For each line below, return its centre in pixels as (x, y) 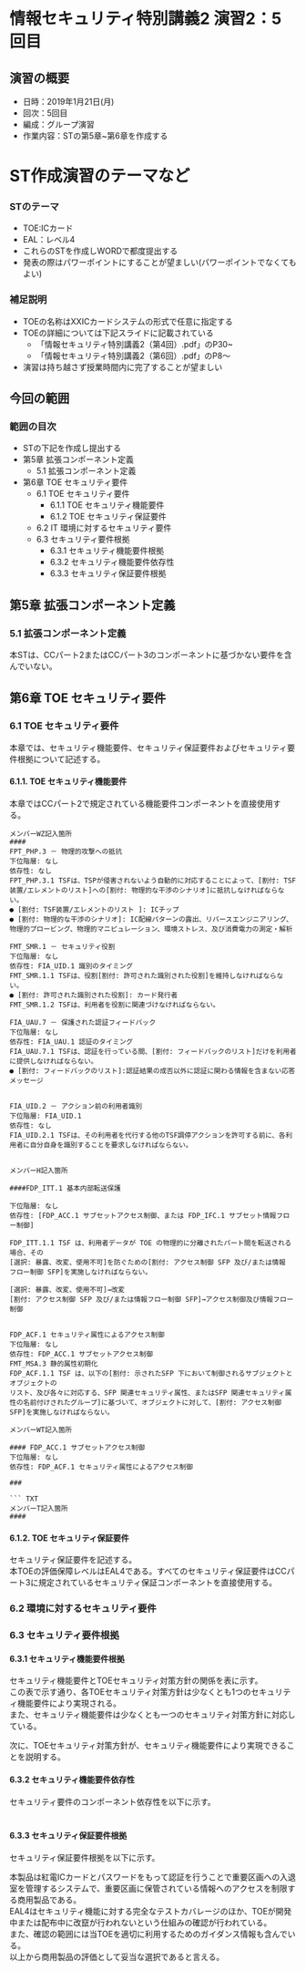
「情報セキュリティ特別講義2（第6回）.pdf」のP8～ (133, 356)
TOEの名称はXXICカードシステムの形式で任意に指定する (128, 321)
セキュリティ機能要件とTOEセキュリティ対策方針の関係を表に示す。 (136, 1681)
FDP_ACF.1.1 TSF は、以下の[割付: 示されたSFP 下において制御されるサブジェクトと (151, 1374)
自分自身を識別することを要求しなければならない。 (111, 1145)
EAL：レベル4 (49, 240)
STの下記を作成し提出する (71, 449)
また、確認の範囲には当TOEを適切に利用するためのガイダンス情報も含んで (149, 1934)
